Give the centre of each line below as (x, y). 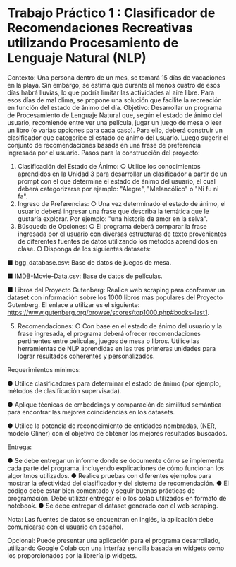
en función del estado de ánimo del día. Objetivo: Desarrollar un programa (115, 107)
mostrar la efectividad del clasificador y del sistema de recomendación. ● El (118, 483)
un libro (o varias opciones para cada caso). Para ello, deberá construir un (115, 130)
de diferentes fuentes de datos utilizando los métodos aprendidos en (117, 241)
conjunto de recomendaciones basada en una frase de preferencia (104, 145)
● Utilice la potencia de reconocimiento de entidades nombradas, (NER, (112, 426)
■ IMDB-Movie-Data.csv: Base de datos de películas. (85, 276)
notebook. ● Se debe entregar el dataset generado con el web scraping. (113, 506)
